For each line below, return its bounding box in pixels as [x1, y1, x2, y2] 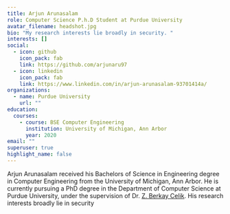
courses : [13, 112, 38, 119]
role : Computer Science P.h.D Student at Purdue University [7, 17, 183, 23]
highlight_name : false [7, 151, 72, 158]
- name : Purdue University [13, 94, 91, 100]
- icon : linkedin [13, 67, 63, 74]
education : [7, 106, 38, 113]
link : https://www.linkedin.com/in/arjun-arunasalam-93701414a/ [19, 81, 207, 87]
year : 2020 [25, 131, 57, 138]
